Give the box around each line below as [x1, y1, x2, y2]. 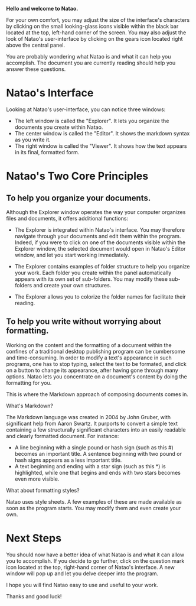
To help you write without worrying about [6, 316, 161, 327]
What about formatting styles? [6, 487, 80, 494]
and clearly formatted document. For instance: [6, 432, 119, 439]
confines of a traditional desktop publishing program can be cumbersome [6, 348, 185, 355]
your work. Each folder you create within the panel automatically [14, 269, 172, 276]
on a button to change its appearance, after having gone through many [6, 367, 178, 374]
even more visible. [14, 475, 60, 482]
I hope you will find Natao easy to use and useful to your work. [6, 581, 158, 588]
